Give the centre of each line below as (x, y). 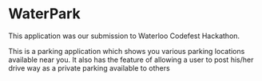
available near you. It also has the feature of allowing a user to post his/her (131, 60)
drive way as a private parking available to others (89, 67)
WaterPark (45, 14)
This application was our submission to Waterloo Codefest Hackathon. (124, 36)
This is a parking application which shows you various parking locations (127, 51)
